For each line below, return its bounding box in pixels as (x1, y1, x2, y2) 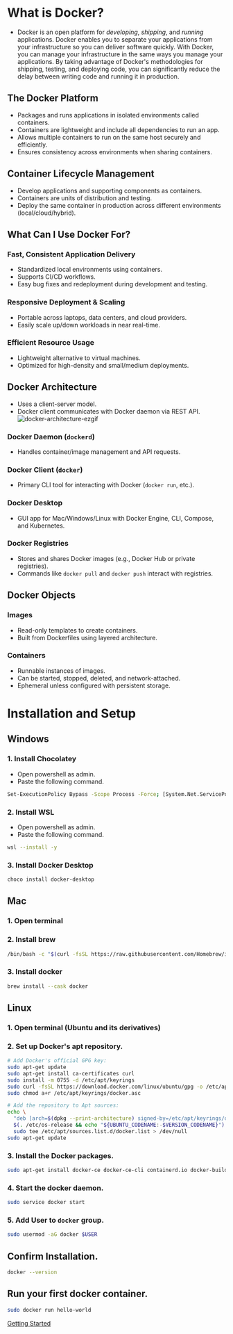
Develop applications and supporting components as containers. (17, 186, 202, 195)
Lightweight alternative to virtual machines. (17, 353, 141, 362)
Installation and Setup (7, 706, 137, 722)
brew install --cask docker (7, 982, 89, 990)
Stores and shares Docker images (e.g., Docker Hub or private (17, 554, 196, 562)
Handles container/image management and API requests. (17, 447, 181, 456)
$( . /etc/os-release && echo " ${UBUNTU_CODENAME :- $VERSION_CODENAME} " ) (13, 1121, 225, 1129)
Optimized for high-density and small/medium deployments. (17, 361, 189, 369)
